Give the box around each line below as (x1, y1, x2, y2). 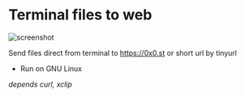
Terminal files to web (8, 6, 153, 24)
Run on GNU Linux (19, 63, 83, 74)
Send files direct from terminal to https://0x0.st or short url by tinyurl (8, 48, 238, 57)
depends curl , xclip (8, 79, 73, 89)
